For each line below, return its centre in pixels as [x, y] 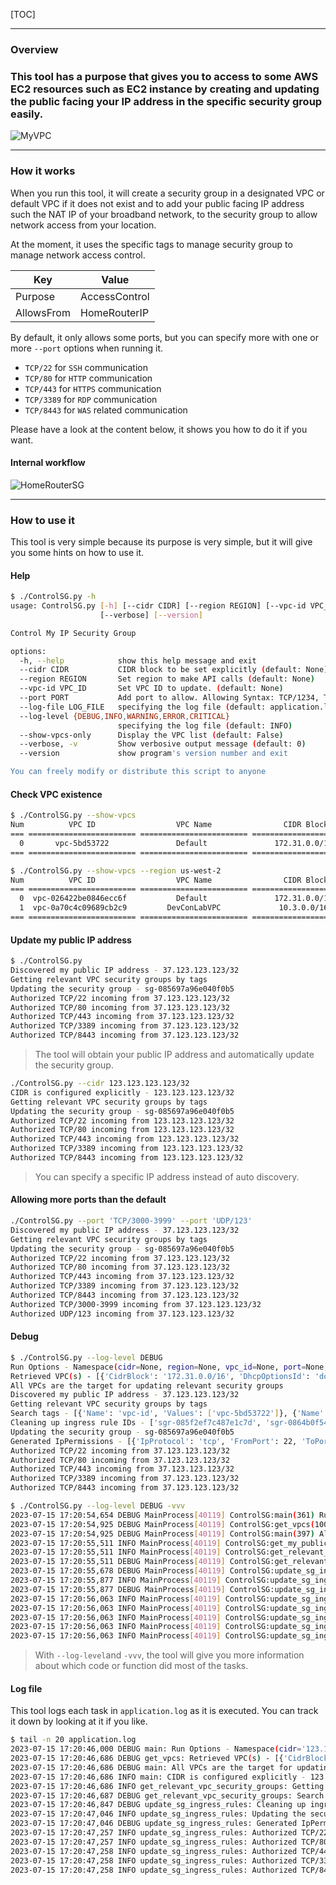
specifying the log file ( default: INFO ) [205, 725]
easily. [27, 114]
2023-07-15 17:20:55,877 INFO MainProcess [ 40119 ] [116, 1580]
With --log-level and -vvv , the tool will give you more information [169, 1655]
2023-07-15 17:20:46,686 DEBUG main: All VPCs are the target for [151, 1767]
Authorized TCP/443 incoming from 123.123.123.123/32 [125, 1139]
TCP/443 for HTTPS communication [93, 388]
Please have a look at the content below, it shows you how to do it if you [159, 429]
